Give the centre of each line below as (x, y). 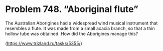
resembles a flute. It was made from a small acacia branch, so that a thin (80, 28)
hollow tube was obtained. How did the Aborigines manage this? (72, 33)
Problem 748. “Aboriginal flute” (72, 9)
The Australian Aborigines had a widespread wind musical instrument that (81, 23)
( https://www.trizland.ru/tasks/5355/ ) (44, 43)
